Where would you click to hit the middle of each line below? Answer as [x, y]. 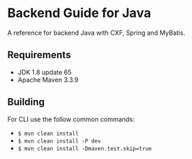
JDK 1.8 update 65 [45, 72]
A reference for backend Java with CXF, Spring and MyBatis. [96, 33]
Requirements [39, 55]
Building [26, 102]
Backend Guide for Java [79, 13]
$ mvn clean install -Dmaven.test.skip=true [85, 148]
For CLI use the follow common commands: [71, 119]
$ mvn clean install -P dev [59, 141]
